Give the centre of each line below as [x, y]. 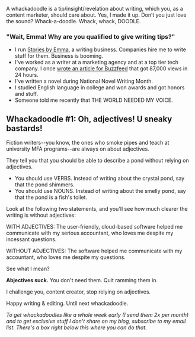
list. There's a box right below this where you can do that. [76, 327]
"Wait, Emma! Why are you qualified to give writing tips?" [91, 36]
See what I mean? [28, 269]
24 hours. [26, 75]
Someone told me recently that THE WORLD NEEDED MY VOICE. [94, 100]
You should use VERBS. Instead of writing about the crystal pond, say [100, 179]
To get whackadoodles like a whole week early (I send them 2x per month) [97, 315]
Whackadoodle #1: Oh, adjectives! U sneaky [89, 119]
